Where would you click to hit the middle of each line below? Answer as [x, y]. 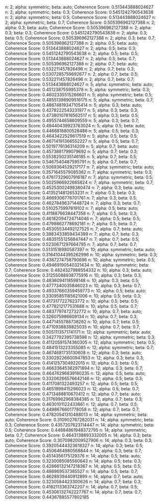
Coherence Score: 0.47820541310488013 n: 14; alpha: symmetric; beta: [76, 414]
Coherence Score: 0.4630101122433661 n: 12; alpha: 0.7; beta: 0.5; [72, 404]
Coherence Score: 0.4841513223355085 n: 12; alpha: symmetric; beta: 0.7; [80, 347]
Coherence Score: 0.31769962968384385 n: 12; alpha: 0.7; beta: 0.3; [74, 399]
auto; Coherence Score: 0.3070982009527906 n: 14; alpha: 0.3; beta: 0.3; [79, 440]
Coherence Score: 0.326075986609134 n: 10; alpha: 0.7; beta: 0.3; [71, 317]
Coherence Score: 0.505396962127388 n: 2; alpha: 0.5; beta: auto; [72, 43]
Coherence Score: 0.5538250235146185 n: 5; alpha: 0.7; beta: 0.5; [71, 157]
